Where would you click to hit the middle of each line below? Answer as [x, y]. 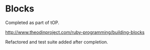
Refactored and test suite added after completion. [57, 42]
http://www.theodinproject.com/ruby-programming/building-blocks [75, 32]
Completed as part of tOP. [32, 22]
